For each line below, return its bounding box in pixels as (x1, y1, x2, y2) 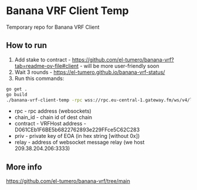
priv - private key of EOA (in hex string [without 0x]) (14, 133, 140, 140)
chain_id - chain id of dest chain (14, 114, 93, 121)
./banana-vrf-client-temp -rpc (6, 97, 83, 103)
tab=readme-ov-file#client (14, 62, 79, 69)
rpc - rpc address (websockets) (14, 107, 92, 115)
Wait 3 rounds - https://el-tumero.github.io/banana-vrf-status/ (14, 69, 165, 76)
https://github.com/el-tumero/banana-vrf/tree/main (6, 178, 130, 185)
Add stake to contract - (14, 56, 72, 63)
